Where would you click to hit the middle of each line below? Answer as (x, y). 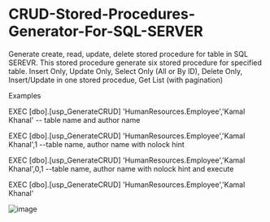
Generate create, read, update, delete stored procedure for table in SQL (128, 54)
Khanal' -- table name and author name (74, 120)
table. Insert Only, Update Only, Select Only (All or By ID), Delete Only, (126, 71)
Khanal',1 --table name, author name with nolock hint (96, 144)
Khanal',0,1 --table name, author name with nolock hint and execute (121, 168)
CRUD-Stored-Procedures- (102, 14)
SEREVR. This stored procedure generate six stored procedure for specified (135, 63)
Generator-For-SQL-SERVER (106, 31)
